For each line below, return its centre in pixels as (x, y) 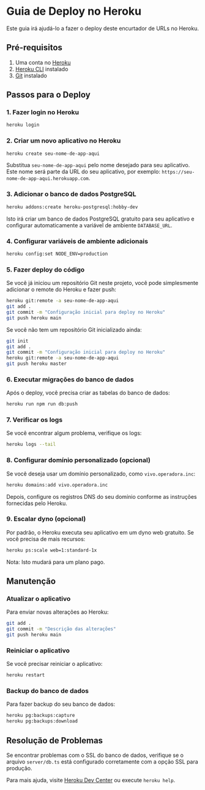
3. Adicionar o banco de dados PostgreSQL (71, 194)
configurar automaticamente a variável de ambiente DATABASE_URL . (89, 225)
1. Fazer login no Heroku (43, 112)
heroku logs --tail (31, 444)
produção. (19, 768)
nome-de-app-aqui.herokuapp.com (47, 179)
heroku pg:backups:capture (41, 716)
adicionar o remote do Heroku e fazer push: (61, 289)
